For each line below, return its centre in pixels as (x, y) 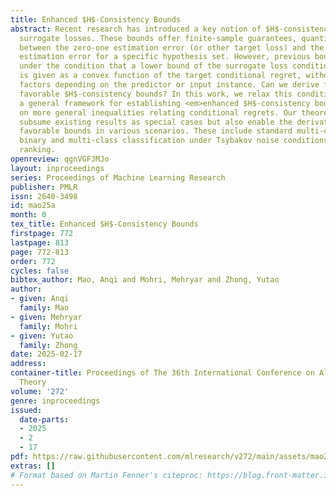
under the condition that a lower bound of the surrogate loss (153, 66)
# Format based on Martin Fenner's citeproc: (106, 475)
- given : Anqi (40, 299)
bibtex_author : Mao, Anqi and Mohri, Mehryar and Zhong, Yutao (145, 280)
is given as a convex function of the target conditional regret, (160, 76)
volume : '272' (40, 391)
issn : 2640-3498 (44, 196)
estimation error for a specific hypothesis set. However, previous (165, 57)
